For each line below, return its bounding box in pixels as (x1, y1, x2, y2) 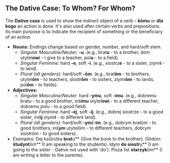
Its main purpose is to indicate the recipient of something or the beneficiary (5, 28, 163, 35)
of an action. (5, 34, 32, 40)
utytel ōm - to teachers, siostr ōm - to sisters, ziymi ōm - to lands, (20, 76, 155, 82)
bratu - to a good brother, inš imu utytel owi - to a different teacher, (20, 98, 159, 104)
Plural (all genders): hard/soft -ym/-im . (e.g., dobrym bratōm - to (20, 119, 156, 125)
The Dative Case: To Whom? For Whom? (5, 4, 135, 13)
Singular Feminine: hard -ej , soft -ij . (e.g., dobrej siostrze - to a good (20, 108, 163, 115)
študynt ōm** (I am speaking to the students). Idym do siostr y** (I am (12, 141, 159, 147)
